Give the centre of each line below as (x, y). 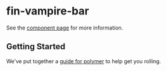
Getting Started (36, 47)
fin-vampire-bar (48, 11)
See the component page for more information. (65, 28)
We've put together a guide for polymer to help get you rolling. (84, 61)
